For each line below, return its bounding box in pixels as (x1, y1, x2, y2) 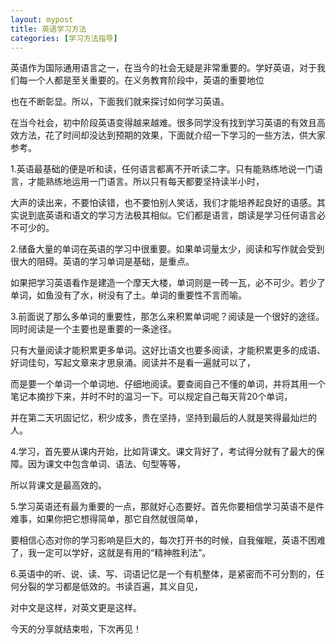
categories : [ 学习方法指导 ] (10, 33, 118, 43)
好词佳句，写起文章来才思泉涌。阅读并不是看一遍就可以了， (10, 357, 256, 369)
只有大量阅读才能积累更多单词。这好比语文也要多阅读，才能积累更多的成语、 (10, 344, 326, 356)
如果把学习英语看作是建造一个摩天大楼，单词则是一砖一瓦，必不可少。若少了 (10, 277, 326, 289)
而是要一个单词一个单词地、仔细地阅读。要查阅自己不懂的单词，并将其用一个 (10, 378, 326, 390)
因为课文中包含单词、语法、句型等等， (27, 458, 186, 470)
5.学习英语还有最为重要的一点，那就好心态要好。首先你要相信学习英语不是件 (10, 501, 325, 513)
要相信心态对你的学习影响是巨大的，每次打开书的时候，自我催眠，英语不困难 (10, 534, 326, 546)
